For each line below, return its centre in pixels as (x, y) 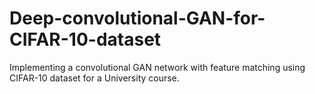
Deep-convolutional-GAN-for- (137, 18)
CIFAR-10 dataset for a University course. (94, 78)
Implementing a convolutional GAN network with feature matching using (157, 67)
